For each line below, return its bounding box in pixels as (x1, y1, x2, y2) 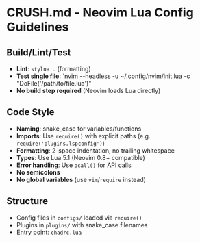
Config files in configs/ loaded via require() (16, 214, 142, 222)
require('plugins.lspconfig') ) (16, 139, 105, 147)
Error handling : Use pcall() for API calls (16, 161, 132, 169)
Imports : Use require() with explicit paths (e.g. (16, 131, 151, 140)
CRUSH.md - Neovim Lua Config (6, 5, 195, 21)
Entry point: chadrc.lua (16, 228, 82, 236)
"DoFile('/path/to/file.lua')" (16, 79, 92, 87)
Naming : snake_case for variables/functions (16, 125, 142, 133)
